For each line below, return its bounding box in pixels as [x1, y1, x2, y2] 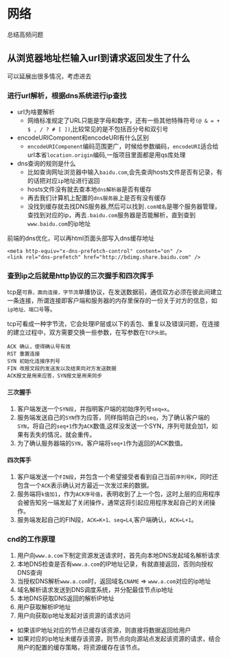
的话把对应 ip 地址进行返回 [27, 177, 100, 185]
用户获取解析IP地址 [16, 603, 71, 611]
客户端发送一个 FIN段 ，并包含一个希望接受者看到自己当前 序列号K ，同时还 [16, 472, 219, 481]
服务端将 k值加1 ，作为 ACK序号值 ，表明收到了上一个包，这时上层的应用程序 [16, 490, 221, 498]
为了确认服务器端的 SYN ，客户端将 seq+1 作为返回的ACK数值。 [16, 439, 186, 447]
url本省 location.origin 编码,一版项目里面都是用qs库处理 [27, 151, 186, 159]
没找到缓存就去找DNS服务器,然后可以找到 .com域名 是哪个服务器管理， [27, 202, 221, 210]
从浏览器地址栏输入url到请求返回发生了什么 [7, 52, 191, 64]
